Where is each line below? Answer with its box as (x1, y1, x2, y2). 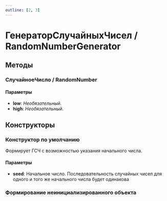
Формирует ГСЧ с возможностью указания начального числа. (5, 148, 142, 154)
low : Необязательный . (12, 100, 62, 107)
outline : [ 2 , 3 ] (5, 7, 40, 13)
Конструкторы (5, 120, 55, 129)
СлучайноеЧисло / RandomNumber (5, 76, 97, 84)
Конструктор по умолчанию (5, 136, 80, 143)
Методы (5, 61, 33, 70)
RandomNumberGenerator (5, 41, 121, 52)
